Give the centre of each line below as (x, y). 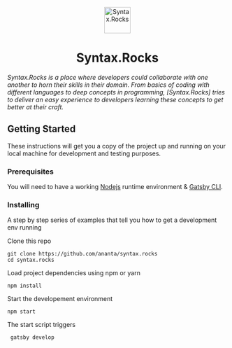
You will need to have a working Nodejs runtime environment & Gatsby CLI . (115, 187)
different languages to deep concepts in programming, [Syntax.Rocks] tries (116, 92)
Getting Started (42, 129)
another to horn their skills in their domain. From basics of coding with (108, 85)
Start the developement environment (60, 299)
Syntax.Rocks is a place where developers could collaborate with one (108, 77)
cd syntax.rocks (31, 260)
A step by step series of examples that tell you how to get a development (112, 220)
